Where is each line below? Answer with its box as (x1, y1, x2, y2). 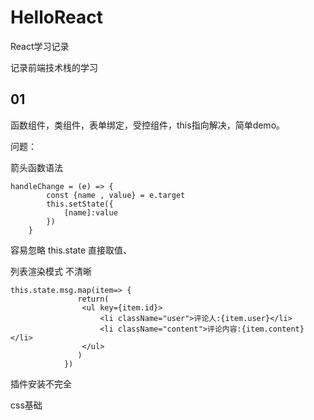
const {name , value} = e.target (46, 190, 186, 200)
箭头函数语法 (10, 161, 63, 173)
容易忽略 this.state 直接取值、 (10, 244, 133, 256)
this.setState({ (46, 199, 114, 209)
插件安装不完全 (10, 377, 72, 390)
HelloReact (10, 6, 103, 29)
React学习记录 (10, 40, 70, 52)
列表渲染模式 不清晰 (10, 265, 92, 277)
